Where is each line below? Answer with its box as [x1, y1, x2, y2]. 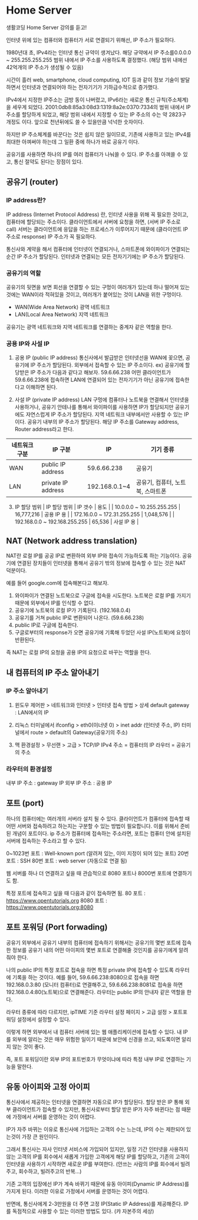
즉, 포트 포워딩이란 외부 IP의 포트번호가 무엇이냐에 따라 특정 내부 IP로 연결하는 [6, 1055, 185, 1062]
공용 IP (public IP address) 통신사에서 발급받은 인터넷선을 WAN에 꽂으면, [14, 354, 184, 361]
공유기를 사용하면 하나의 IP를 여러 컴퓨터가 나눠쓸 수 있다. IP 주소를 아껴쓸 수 [6, 151, 181, 158]
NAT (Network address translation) [6, 535, 137, 546]
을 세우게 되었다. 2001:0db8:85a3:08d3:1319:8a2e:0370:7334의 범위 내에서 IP [6, 103, 191, 110]
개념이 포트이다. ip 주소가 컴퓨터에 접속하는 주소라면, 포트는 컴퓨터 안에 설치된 [12, 830, 192, 837]
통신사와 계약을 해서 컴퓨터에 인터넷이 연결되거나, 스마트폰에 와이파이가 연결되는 [6, 246, 190, 253]
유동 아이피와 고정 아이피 [6, 1082, 90, 1092]
